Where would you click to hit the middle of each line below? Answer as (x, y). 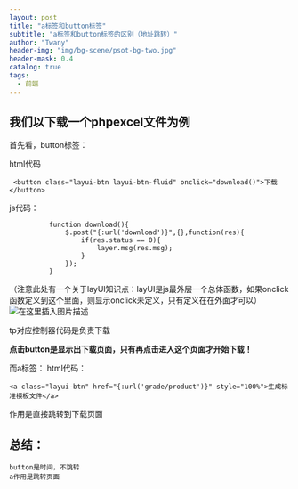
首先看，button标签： (48, 145)
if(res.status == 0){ (121, 240)
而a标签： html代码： (48, 368)
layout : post (33, 17)
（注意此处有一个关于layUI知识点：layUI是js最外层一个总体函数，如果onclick (149, 289)
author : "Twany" (39, 42)
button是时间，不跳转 (44, 468)
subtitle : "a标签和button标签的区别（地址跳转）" (93, 34)
